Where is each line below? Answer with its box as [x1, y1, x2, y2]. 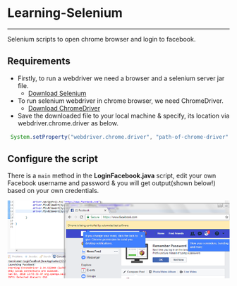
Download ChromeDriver [28, 104, 101, 112]
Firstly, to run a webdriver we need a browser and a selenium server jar [17, 74, 225, 82]
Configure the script [7, 153, 99, 165]
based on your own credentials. [7, 187, 99, 195]
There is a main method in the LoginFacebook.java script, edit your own [7, 171, 217, 180]
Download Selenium [28, 89, 87, 97]
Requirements [7, 55, 71, 68]
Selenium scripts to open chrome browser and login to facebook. [7, 35, 196, 43]
